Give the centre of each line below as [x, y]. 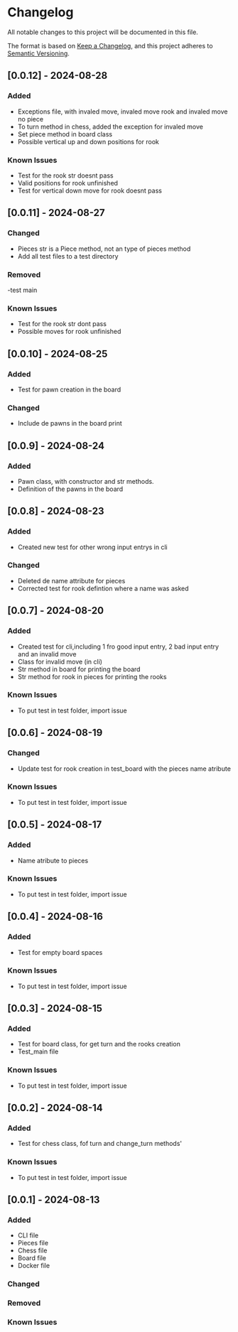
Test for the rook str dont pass [62, 324]
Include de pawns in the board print [70, 423]
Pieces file [33, 1243]
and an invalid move [47, 654]
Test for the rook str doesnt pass [65, 175]
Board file [32, 1258]
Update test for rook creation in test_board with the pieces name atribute [124, 769]
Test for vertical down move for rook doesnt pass [90, 190]
